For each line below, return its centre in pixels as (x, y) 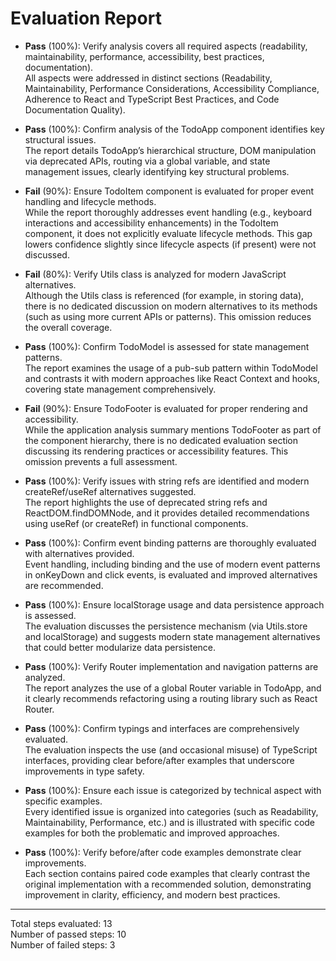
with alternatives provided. (79, 553)
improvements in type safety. (84, 771)
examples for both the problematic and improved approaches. (152, 833)
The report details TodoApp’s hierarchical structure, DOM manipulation (170, 150)
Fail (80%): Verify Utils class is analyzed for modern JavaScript (155, 274)
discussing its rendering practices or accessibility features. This (156, 451)
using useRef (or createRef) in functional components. (136, 523)
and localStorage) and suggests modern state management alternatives (172, 636)
